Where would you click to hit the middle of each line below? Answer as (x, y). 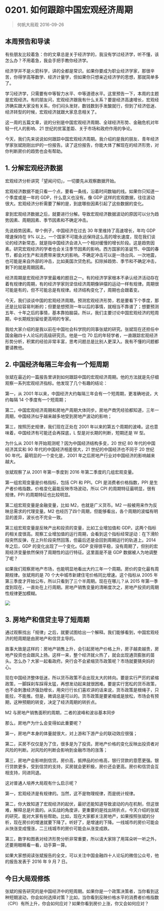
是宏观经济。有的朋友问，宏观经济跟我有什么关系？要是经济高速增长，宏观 (80, 100)
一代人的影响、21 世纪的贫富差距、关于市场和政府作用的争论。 (72, 128)
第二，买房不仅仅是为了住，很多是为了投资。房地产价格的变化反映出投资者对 (82, 744)
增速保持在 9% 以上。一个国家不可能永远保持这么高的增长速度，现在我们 (78, 236)
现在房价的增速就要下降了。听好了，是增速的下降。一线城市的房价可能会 (86, 822)
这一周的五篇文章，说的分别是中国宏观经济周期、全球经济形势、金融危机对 (80, 122)
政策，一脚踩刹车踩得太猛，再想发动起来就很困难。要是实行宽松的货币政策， (82, 684)
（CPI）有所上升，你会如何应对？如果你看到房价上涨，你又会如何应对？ (77, 903)
